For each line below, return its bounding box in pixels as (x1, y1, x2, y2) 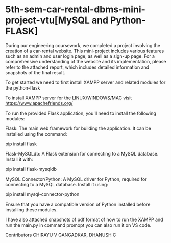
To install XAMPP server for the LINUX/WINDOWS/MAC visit (5, 95, 132, 101)
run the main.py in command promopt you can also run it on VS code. (5, 222, 152, 228)
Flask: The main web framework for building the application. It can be (5, 125, 152, 131)
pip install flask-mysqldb (5, 166, 57, 172)
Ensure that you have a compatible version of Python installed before (5, 201, 151, 207)
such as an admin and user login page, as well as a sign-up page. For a (5, 53, 155, 59)
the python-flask (5, 84, 40, 91)
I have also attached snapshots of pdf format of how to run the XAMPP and (5, 216, 163, 223)
